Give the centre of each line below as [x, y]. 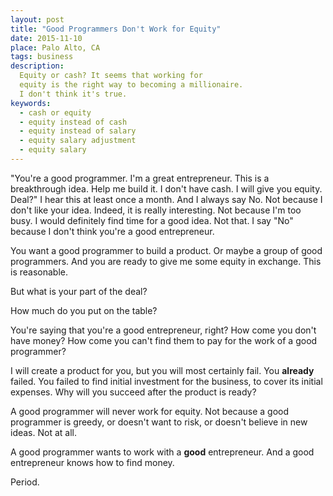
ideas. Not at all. [43, 432]
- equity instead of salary [78, 131]
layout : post [37, 19]
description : [37, 66]
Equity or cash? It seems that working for [111, 76]
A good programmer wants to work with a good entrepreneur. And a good [162, 452]
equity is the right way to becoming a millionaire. [131, 85]
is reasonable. [39, 272]
